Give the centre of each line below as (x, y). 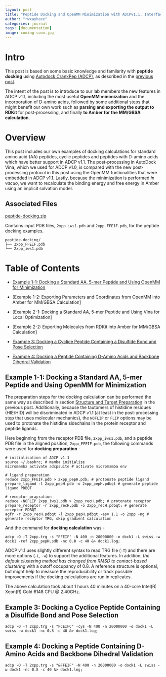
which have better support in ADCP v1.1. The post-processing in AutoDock (81, 162)
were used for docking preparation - (43, 449)
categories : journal (26, 24)
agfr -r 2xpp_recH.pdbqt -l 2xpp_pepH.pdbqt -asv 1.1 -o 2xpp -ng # (77, 514)
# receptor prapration (28, 497)
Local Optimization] (32, 317)
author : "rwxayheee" (26, 19)
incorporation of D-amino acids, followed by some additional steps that (77, 102)
